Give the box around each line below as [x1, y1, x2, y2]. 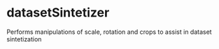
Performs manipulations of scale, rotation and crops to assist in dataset [6, 28, 212, 36]
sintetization [6, 35, 42, 43]
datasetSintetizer [6, 5, 110, 21]
